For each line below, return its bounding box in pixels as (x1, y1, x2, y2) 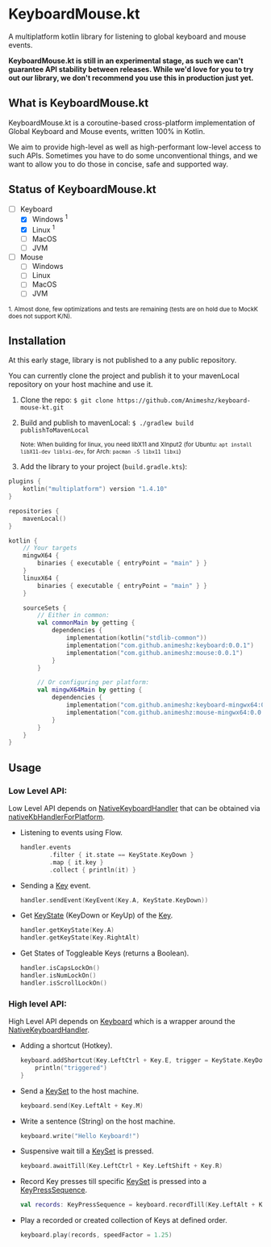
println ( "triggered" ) (35, 1064, 107, 1072)
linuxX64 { (23, 574, 60, 582)
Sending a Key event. (19, 880, 91, 890)
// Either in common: (37, 611, 110, 619)
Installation (8, 334, 66, 347)
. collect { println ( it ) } (49, 866, 136, 874)
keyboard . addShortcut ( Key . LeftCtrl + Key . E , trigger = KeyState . (19, 1056, 244, 1064)
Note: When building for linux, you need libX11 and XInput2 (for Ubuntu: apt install (19, 441, 252, 449)
